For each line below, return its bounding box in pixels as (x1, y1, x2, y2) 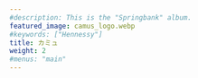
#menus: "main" (9, 55, 67, 64)
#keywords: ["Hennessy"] (9, 30, 103, 39)
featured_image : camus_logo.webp (9, 22, 136, 30)
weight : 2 (9, 47, 47, 56)
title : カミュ (9, 38, 59, 48)
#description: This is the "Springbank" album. (9, 13, 193, 22)
